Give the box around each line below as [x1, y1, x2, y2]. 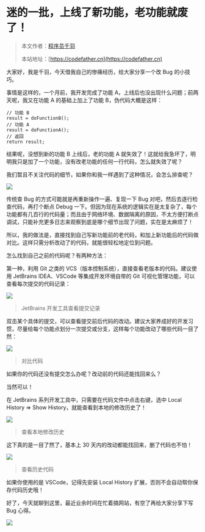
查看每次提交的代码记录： [6, 280, 71, 287]
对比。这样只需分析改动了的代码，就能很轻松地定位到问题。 [6, 239, 156, 246]
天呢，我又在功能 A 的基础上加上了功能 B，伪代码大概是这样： [6, 96, 163, 104]
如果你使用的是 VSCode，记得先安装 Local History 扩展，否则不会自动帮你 [6, 478, 193, 486]
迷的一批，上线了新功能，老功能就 [6, 5, 178, 20]
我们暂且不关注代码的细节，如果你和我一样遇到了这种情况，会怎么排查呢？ [6, 170, 193, 178]
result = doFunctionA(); [6, 126, 70, 133]
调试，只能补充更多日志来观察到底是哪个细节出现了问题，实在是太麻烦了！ [6, 218, 193, 225]
